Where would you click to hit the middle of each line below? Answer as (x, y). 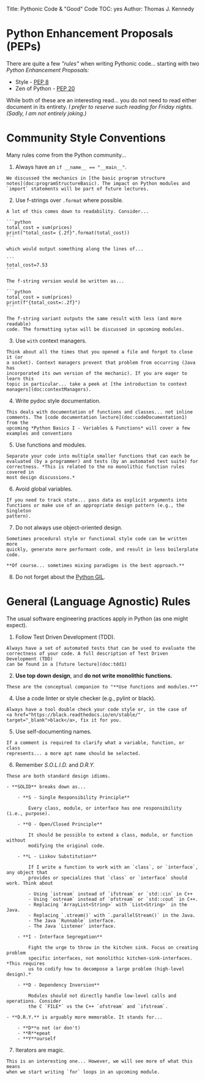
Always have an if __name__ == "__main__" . (71, 167)
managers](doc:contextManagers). (49, 389)
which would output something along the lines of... (75, 249)
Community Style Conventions (86, 138)
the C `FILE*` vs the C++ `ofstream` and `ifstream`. (98, 1006)
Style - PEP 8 (32, 81)
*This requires (26, 963)
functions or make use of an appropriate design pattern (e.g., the (95, 505)
